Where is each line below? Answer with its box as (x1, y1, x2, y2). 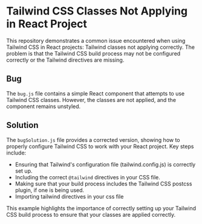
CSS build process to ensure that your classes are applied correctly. (6, 211, 176, 218)
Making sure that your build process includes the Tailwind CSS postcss (15, 180, 192, 187)
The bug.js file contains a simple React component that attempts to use (6, 89, 185, 97)
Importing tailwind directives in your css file (15, 193, 124, 200)
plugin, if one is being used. (15, 186, 85, 194)
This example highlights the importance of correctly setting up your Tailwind (6, 204, 197, 212)
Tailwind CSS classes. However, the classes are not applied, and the (6, 96, 177, 103)
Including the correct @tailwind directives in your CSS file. (15, 173, 160, 181)
